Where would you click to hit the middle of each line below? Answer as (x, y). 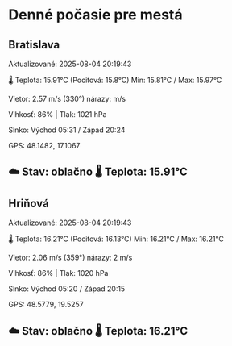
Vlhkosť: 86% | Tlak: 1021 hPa (58, 114)
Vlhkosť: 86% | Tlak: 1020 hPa (58, 273)
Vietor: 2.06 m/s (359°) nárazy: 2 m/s (70, 258)
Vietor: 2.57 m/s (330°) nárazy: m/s (67, 99)
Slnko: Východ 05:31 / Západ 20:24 (67, 130)
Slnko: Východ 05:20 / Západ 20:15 (67, 289)
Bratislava (34, 45)
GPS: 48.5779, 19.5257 (46, 305)
